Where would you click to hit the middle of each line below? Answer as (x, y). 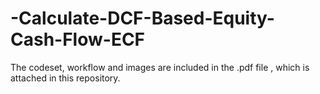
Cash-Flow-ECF (78, 39)
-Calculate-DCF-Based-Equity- (142, 18)
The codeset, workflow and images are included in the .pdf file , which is (160, 67)
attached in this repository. (65, 78)
